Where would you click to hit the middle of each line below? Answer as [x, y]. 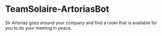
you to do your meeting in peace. [39, 28]
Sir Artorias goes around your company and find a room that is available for [81, 23]
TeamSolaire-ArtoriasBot [57, 9]
